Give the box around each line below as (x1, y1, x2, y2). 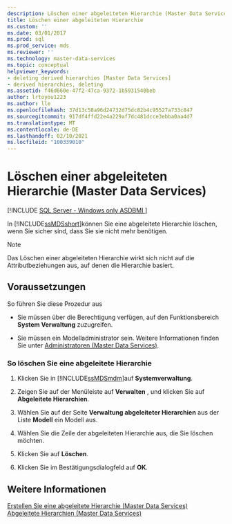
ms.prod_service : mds (7, 42, 70, 49)
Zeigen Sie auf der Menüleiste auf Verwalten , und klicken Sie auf (17, 388, 205, 396)
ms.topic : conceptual (7, 62, 70, 69)
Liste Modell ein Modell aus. (17, 416, 98, 424)
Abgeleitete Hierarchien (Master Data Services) (7, 509, 142, 517)
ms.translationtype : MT (7, 119, 76, 127)
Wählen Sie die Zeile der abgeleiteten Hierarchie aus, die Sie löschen (17, 429, 213, 437)
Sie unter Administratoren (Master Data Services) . (17, 341, 159, 350)
